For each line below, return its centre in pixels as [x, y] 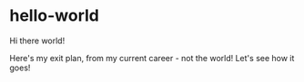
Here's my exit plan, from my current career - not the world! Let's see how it [152, 58]
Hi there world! [37, 41]
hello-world [55, 16]
